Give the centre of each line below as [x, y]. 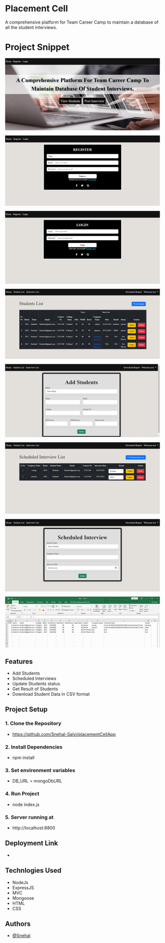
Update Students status [36, 684]
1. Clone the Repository [33, 724]
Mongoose [23, 898]
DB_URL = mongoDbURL [37, 781]
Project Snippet [37, 47]
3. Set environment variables [40, 770]
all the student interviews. [31, 27]
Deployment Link [31, 843]
